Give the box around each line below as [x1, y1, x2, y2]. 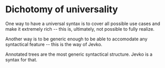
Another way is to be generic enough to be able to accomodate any [5, 36, 148, 42]
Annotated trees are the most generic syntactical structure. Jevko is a [5, 51, 153, 57]
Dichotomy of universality [5, 4, 118, 15]
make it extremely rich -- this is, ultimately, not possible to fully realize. [5, 26, 155, 32]
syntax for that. [5, 56, 37, 62]
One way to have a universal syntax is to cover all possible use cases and [5, 20, 160, 27]
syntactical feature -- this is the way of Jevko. [5, 41, 102, 47]
